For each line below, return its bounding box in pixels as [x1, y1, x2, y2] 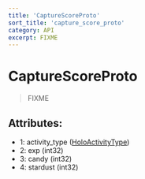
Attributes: [8, 116, 63, 130]
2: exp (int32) [19, 146, 64, 155]
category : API [8, 26, 55, 34]
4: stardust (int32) [19, 162, 79, 172]
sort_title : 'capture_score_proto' [8, 19, 125, 27]
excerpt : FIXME [8, 33, 58, 42]
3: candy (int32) [19, 155, 72, 163]
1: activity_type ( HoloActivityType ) [19, 137, 130, 147]
